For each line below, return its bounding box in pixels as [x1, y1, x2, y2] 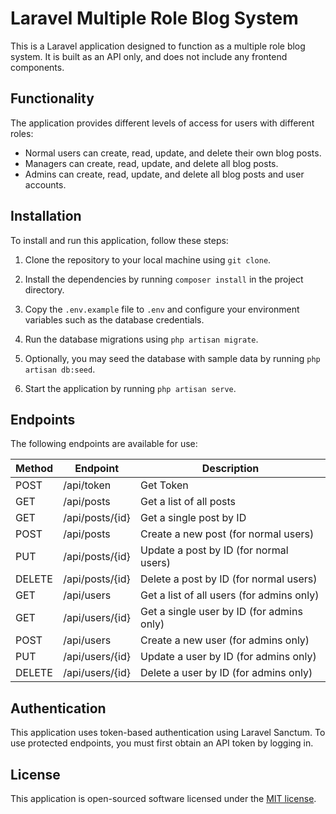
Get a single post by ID [140, 511, 247, 525]
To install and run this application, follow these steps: [10, 234, 229, 246]
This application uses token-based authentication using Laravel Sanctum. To [10, 727, 326, 739]
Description [201, 462, 260, 476]
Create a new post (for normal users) [140, 527, 315, 541]
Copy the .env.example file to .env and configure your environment [24, 303, 300, 315]
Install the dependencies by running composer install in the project [24, 273, 304, 285]
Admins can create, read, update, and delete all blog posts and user [24, 168, 305, 180]
